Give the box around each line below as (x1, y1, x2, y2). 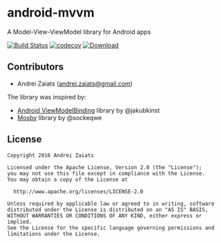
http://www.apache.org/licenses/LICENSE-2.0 (13, 188, 144, 195)
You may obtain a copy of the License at (7, 176, 128, 183)
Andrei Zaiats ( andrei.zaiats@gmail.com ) (17, 79, 133, 88)
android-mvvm (7, 5, 95, 21)
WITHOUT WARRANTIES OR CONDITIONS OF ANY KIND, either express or (7, 212, 202, 219)
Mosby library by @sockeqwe (17, 113, 102, 121)
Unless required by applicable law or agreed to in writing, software (7, 200, 215, 207)
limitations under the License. (7, 230, 100, 237)
